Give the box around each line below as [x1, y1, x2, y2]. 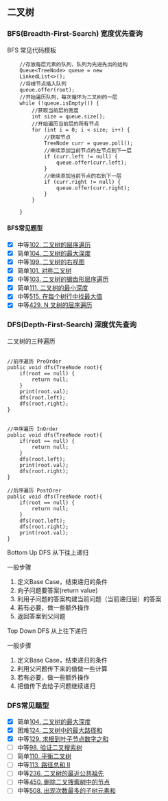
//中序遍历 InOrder [7, 426, 59, 433]
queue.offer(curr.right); [56, 185, 130, 191]
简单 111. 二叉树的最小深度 [16, 284, 88, 292]
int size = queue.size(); [32, 113, 106, 120]
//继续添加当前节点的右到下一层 [43, 172, 122, 179]
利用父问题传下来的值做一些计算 [16, 664, 108, 673]
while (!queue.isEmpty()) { [19, 99, 99, 107]
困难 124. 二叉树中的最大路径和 [16, 726, 103, 735]
